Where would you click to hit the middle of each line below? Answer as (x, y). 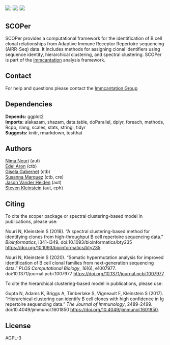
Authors (19, 149)
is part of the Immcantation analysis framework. (55, 60)
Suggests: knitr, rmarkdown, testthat (44, 133)
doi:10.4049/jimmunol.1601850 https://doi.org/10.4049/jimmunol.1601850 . (82, 310)
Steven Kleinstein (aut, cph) (34, 188)
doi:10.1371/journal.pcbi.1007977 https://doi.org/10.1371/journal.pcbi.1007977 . (85, 274)
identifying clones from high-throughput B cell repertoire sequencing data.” (84, 237)
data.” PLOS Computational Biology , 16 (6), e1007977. (61, 268)
